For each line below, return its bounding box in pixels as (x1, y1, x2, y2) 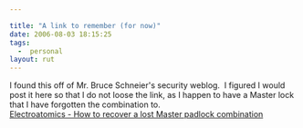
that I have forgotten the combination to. (9, 99, 162, 110)
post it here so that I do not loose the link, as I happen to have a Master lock (9, 90, 295, 101)
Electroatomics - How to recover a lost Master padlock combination (9, 109, 264, 120)
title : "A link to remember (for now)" (9, 21, 162, 30)
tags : (9, 38, 30, 47)
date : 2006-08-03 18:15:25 (9, 29, 112, 39)
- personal (17, 46, 64, 55)
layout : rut (9, 55, 55, 64)
